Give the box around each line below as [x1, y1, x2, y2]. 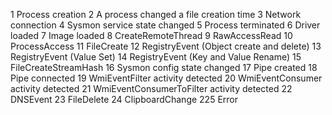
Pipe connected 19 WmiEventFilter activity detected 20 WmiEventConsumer [10, 72, 323, 84]
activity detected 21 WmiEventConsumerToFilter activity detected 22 [10, 83, 293, 94]
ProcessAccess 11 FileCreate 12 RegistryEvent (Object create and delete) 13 [10, 40, 322, 52]
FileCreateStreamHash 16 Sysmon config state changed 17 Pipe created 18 [10, 62, 318, 73]
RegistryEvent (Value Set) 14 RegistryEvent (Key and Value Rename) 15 [10, 51, 302, 63]
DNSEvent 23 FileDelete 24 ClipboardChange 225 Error [10, 94, 238, 105]
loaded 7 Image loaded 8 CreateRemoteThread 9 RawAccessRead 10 [10, 30, 293, 41]
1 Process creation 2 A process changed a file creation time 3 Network [10, 9, 302, 20]
